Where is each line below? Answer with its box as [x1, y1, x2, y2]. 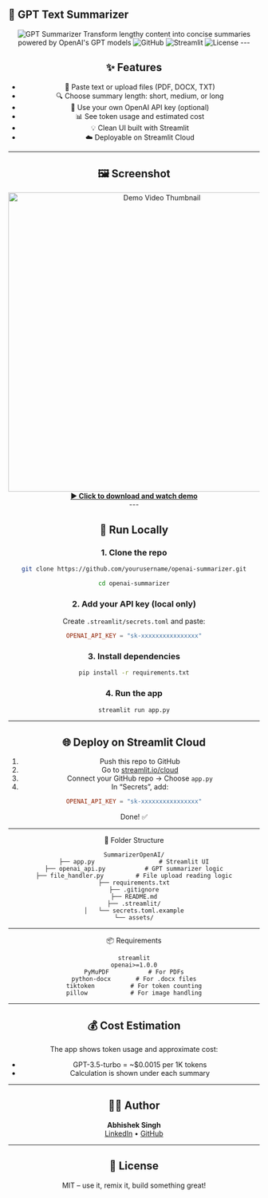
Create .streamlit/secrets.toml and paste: [62, 616, 206, 627]
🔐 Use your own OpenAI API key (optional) [70, 102, 210, 112]
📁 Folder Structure [104, 836, 164, 845]
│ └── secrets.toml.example [83, 907, 185, 915]
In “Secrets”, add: [111, 782, 169, 792]
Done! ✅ [120, 812, 148, 822]
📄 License [108, 1159, 160, 1173]
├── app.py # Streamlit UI [58, 858, 210, 866]
